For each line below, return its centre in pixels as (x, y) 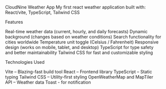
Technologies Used (25, 62)
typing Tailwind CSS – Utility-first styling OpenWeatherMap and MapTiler (79, 77)
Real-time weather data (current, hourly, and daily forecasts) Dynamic (76, 31)
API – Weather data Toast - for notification (48, 82)
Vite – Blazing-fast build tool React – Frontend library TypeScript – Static (79, 72)
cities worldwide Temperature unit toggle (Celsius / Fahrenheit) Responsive (82, 42)
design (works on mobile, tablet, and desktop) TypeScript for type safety (79, 47)
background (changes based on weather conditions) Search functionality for (83, 37)
